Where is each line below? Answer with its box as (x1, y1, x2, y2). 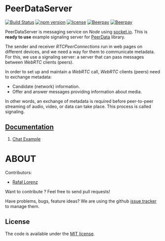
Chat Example (12, 136, 41, 142)
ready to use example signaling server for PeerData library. (5, 34, 126, 40)
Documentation (5, 123, 54, 131)
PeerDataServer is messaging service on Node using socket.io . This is (5, 29, 148, 34)
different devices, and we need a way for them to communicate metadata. (5, 49, 155, 55)
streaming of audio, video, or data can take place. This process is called (5, 103, 151, 109)
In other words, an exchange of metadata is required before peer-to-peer (5, 98, 154, 104)
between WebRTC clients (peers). (5, 59, 74, 65)
